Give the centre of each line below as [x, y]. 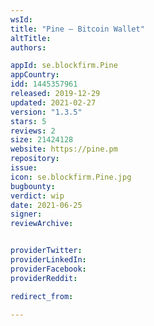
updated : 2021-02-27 [53, 102]
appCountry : [35, 75]
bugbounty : [33, 186]
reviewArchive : [42, 224]
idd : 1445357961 [44, 84]
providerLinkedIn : [48, 260]
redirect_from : [42, 296]
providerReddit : [44, 278]
